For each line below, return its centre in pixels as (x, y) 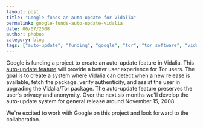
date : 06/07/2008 (28, 29)
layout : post (23, 12)
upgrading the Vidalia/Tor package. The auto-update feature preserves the (99, 88)
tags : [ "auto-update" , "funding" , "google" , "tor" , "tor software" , (94, 46)
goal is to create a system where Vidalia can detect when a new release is (98, 75)
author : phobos (25, 34)
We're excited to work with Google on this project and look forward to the (98, 113)
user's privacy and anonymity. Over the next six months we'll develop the (98, 95)
